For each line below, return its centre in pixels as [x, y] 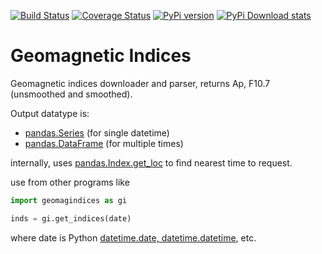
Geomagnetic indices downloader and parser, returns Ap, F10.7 [140, 83]
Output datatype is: [50, 113]
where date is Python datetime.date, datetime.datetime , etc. [133, 237]
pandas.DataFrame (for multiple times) [104, 143]
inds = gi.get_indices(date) [71, 218]
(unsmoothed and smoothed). [71, 94]
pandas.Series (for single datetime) [97, 132]
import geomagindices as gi [69, 200]
